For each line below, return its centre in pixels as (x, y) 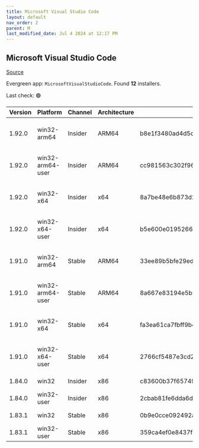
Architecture (116, 112)
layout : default (26, 17)
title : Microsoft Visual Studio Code (53, 12)
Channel (80, 112)
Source (15, 72)
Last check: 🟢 (24, 95)
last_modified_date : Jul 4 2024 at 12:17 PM (62, 34)
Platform (50, 112)
